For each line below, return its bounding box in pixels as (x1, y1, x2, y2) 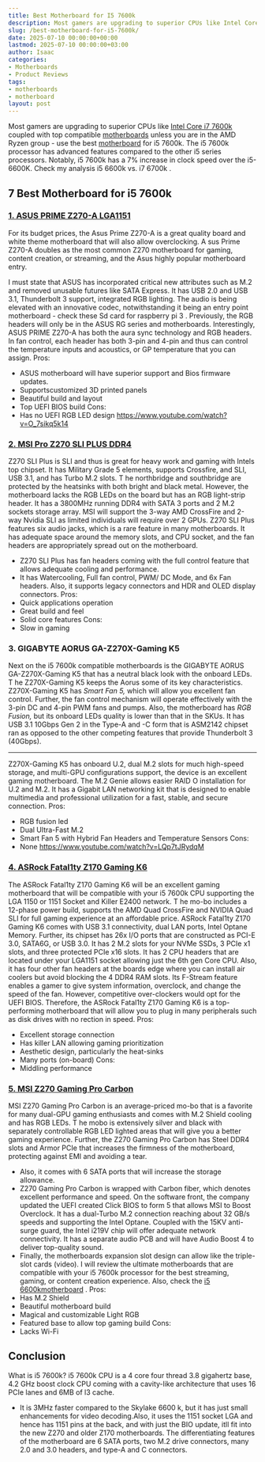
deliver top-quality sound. (19, 1243, 104, 1251)
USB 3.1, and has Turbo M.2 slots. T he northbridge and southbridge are (8, 473, 242, 483)
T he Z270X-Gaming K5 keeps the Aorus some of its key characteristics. (8, 678, 243, 687)
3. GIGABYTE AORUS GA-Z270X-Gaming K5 (8, 643, 180, 654)
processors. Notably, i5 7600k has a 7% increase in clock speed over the (8, 155, 246, 165)
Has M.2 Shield (19, 1293, 69, 1302)
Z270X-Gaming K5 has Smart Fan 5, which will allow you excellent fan (8, 686, 236, 696)
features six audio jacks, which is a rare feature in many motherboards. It (8, 524, 245, 534)
